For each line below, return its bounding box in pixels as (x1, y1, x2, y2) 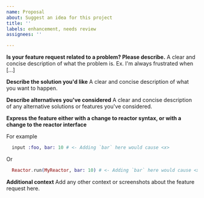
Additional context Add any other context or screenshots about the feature (6, 178, 195, 185)
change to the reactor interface (6, 121, 87, 128)
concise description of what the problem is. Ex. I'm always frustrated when (6, 60, 194, 67)
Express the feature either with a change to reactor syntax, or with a (6, 115, 182, 122)
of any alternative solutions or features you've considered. (6, 103, 153, 110)
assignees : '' (6, 32, 42, 38)
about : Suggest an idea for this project (6, 15, 113, 21)
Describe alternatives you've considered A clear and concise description (6, 97, 192, 104)
